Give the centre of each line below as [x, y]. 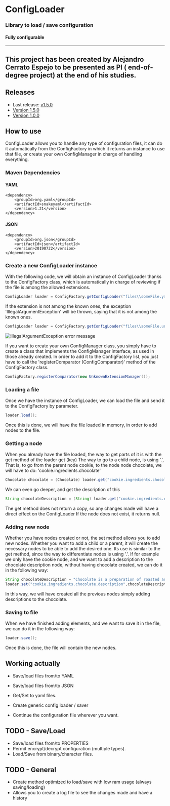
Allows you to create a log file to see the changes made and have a [82, 793]
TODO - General [31, 770]
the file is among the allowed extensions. [48, 287]
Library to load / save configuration [49, 25]
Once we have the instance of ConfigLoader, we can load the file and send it [85, 400]
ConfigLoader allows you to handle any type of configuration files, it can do [84, 143]
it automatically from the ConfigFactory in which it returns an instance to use [85, 149]
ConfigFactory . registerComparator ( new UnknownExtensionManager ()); [78, 376]
